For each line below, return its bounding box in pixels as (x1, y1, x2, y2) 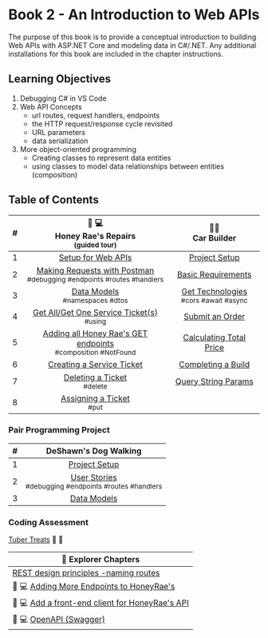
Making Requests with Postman (36, 265, 155, 276)
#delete (83, 381, 108, 391)
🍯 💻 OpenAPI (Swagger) (12, 614, 105, 625)
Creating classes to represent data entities (31, 153, 171, 162)
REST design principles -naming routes (12, 568, 160, 579)
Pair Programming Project (8, 425, 110, 436)
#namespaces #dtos (62, 296, 128, 305)
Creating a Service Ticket (47, 358, 144, 369)
